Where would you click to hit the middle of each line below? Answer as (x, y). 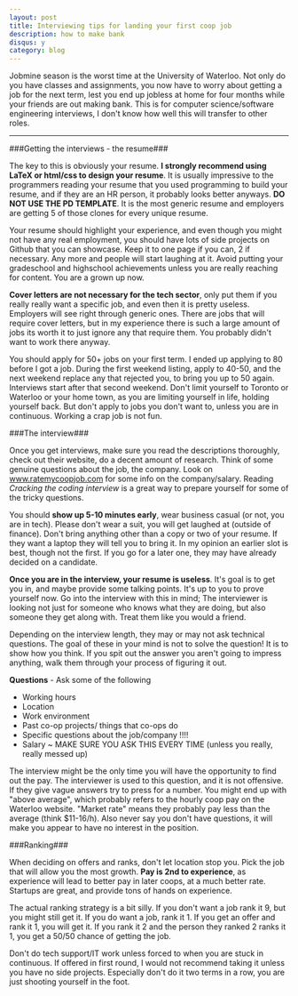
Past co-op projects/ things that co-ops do (100, 726)
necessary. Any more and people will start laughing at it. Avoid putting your (146, 259)
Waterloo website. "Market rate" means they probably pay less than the (140, 809)
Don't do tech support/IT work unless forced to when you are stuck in (137, 953)
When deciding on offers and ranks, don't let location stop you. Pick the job (147, 863)
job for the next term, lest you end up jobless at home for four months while (147, 95)
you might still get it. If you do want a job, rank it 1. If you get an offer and (142, 918)
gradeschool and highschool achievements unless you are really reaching (144, 269)
